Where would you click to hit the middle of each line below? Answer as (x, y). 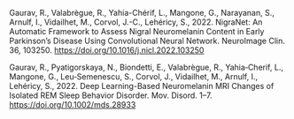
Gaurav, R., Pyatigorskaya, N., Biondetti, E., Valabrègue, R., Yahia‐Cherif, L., (146, 67)
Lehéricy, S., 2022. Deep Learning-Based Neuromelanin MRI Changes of (142, 86)
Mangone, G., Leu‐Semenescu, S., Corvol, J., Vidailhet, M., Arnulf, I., (134, 77)
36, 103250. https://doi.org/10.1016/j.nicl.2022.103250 (107, 50)
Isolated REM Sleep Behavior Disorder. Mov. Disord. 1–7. (111, 95)
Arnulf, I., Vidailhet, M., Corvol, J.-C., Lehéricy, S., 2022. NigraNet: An (136, 22)
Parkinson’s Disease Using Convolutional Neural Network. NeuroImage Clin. (147, 41)
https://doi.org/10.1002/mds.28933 (73, 104)
